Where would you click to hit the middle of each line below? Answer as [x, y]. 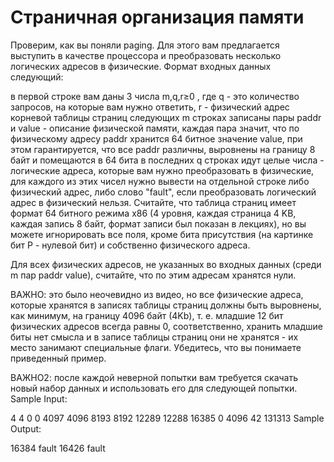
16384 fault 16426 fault [58, 448]
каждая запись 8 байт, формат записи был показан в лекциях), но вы [158, 223]
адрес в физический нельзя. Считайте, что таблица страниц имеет [153, 202]
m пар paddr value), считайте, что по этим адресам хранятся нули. [153, 275]
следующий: [37, 77]
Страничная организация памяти [157, 17]
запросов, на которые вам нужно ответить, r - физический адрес [150, 107]
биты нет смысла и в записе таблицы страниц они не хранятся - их [154, 337]
